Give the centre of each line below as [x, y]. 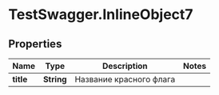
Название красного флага [125, 79]
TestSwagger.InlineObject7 [101, 15]
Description [125, 66]
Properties [35, 44]
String [55, 79]
